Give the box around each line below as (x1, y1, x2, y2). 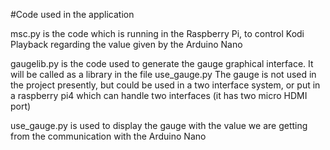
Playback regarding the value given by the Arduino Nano (10, 39, 243, 50)
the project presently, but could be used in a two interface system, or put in (10, 79, 321, 91)
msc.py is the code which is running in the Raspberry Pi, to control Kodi (10, 28, 305, 39)
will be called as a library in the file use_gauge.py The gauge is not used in (10, 69, 317, 80)
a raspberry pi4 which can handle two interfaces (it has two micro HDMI (10, 90, 308, 101)
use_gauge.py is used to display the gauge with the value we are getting (10, 120, 308, 131)
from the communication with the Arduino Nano (10, 130, 207, 142)
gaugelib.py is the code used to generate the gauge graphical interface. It (10, 58, 314, 69)
